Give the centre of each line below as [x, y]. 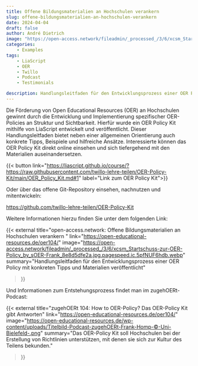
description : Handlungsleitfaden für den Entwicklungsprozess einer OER [97, 94]
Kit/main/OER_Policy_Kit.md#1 [42, 178]
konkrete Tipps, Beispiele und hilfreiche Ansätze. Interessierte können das [96, 141]
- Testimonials [35, 83]
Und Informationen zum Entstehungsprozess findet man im [77, 290]
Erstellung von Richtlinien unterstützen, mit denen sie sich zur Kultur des [94, 339]
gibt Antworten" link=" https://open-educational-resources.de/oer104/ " [92, 314]
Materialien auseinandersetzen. [44, 154]
